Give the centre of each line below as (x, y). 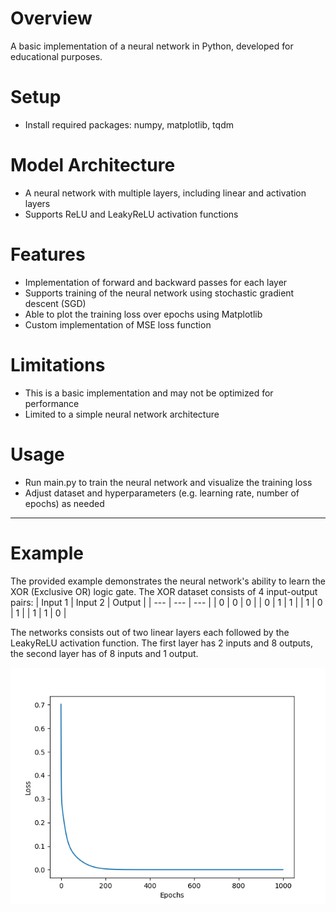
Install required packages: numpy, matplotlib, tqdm (129, 124)
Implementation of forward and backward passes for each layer (156, 282)
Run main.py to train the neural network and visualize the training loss (168, 482)
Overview (51, 18)
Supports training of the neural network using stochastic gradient (159, 293)
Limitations (58, 364)
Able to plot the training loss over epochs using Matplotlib (143, 314)
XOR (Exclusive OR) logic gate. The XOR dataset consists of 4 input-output (164, 591)
